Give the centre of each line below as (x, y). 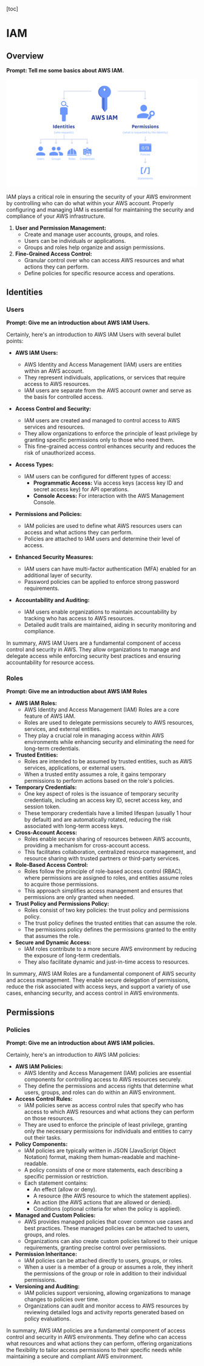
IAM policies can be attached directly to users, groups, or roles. (104, 1261)
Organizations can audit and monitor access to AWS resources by (106, 1306)
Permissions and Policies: (48, 514)
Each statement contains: (56, 1183)
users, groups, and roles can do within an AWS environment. (100, 1093)
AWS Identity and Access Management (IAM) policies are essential (107, 1073)
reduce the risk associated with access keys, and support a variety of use (99, 987)
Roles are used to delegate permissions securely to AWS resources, (109, 723)
